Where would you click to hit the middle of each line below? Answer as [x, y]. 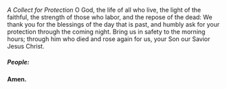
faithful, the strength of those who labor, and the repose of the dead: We [110, 17]
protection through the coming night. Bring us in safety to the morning [106, 31]
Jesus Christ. [26, 46]
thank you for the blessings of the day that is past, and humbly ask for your [113, 24]
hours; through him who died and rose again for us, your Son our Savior [109, 39]
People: [18, 62]
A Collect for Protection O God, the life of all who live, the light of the [104, 10]
